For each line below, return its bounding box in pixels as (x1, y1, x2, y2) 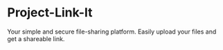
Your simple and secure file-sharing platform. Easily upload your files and (7, 27, 217, 36)
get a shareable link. (7, 34, 65, 42)
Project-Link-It (7, 5, 93, 21)
